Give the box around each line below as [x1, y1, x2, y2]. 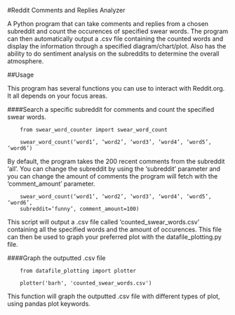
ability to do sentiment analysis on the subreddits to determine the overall [7, 49, 220, 58]
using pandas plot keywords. [7, 300, 91, 308]
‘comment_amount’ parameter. [7, 179, 95, 188]
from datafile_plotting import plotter [20, 267, 137, 274]
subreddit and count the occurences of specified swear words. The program [7, 27, 229, 35]
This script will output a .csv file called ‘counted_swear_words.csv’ [7, 218, 200, 226]
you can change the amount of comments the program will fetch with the [7, 172, 218, 180]
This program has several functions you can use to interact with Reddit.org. [7, 84, 225, 92]
